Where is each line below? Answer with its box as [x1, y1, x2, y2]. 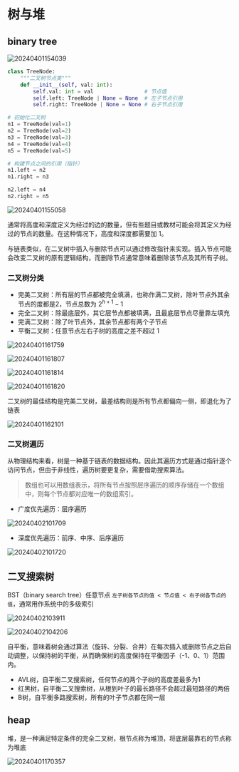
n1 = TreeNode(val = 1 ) [7, 120, 72, 128]
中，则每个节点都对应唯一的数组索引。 [24, 490, 137, 498]
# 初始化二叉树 [7, 114, 46, 121]
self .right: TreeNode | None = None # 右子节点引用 [33, 101, 183, 108]
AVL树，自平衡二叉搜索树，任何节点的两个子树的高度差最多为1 [17, 675, 201, 684]
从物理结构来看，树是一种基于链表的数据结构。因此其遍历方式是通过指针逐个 [7, 457, 232, 465]
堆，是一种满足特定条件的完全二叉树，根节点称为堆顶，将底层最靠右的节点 [7, 734, 225, 742]
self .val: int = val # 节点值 [33, 88, 167, 95]
